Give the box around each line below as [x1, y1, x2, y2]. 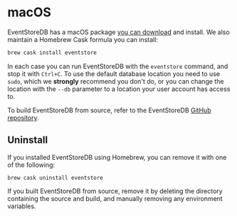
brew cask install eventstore [7, 49, 98, 56]
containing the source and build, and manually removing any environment [7, 194, 223, 202]
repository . [7, 113, 39, 121]
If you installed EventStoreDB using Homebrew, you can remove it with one [7, 153, 227, 161]
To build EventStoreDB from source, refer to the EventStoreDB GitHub [7, 106, 211, 114]
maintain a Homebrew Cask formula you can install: [7, 35, 159, 43]
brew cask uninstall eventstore [7, 174, 103, 181]
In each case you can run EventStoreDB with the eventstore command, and [7, 62, 228, 70]
